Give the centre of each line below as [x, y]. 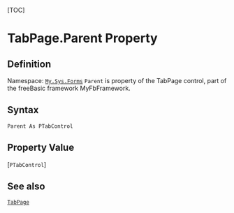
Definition [29, 64]
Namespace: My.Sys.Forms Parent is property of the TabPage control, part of [117, 81]
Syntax [23, 110]
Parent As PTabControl [40, 126]
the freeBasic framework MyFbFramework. [69, 88]
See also [26, 187]
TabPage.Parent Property [83, 38]
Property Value [41, 148]
